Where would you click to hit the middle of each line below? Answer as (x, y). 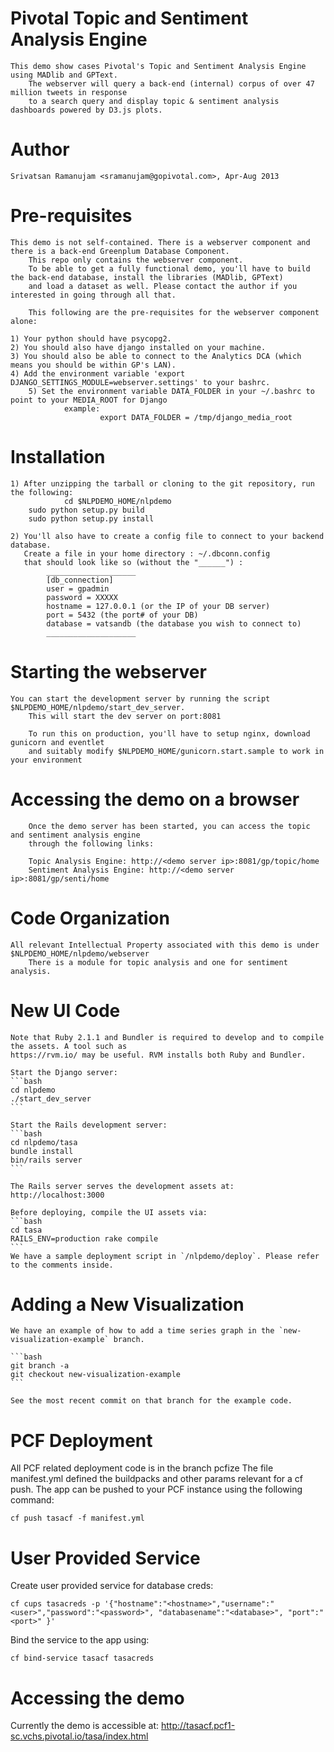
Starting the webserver (108, 671)
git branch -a (40, 1366)
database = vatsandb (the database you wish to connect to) (174, 623)
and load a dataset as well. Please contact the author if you (163, 286)
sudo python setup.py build (86, 510)
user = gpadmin (78, 588)
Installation (58, 457)
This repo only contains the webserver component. (136, 260)
